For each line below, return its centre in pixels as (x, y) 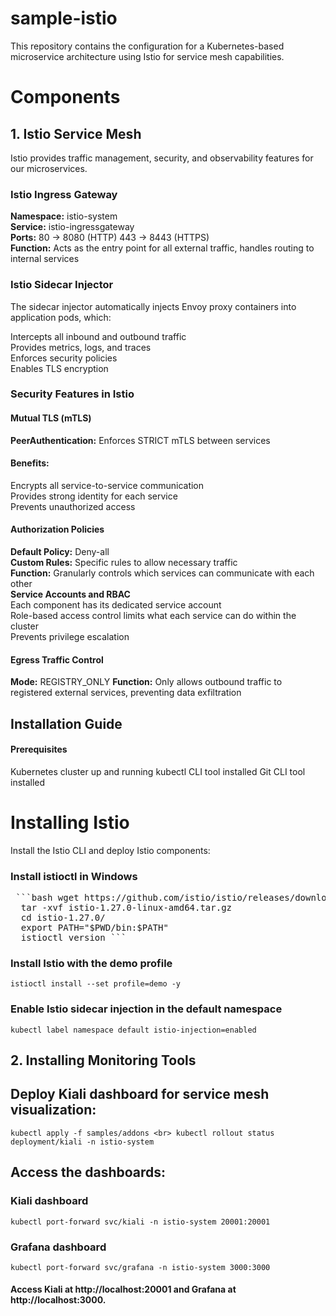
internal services (45, 259)
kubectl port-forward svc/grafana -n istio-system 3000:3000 (140, 1267)
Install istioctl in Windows (74, 876)
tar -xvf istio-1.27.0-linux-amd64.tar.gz (126, 908)
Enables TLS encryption (59, 368)
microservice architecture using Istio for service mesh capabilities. (147, 56)
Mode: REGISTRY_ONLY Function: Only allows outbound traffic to (146, 682)
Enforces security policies (64, 358)
